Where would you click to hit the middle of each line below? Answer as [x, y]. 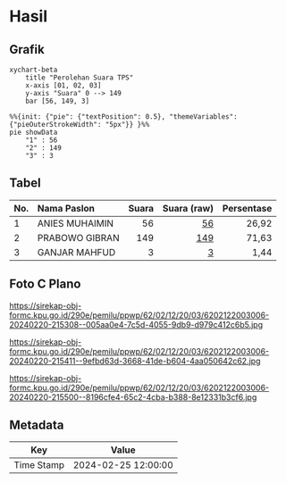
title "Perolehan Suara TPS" [80, 78]
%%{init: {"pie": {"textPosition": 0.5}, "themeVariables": [124, 117]
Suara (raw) [188, 208]
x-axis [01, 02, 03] [63, 86]
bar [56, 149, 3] [58, 101]
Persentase [247, 208]
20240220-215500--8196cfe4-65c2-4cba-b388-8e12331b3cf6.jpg [133, 397]
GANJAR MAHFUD [76, 252]
